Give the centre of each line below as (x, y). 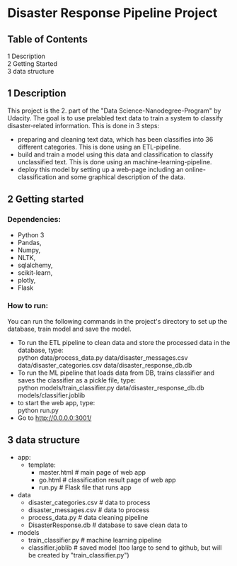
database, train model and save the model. (70, 329)
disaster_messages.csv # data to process (89, 510)
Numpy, (29, 250)
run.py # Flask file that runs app (85, 487)
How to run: (28, 306)
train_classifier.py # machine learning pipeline (95, 540)
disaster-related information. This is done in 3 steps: (83, 125)
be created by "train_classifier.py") (79, 555)
